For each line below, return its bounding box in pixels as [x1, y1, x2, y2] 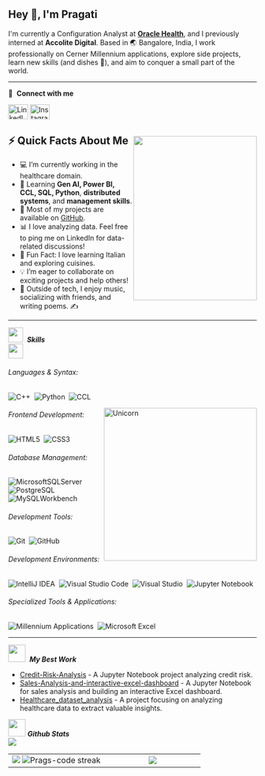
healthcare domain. [19, 171, 83, 180]
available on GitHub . [19, 212, 86, 222]
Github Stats [27, 729, 69, 738]
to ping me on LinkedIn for [19, 233, 106, 242]
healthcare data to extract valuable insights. [19, 703, 162, 713]
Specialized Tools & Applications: [8, 597, 117, 606]
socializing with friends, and [19, 292, 112, 302]
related [19, 242, 43, 251]
